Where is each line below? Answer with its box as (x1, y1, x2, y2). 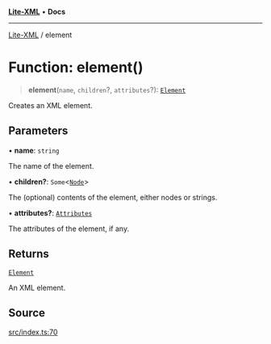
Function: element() (8, 58, 144, 77)
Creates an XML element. (8, 100, 93, 110)
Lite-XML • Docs (8, 7, 66, 16)
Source (8, 306, 46, 320)
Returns (8, 247, 50, 261)
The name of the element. (8, 161, 94, 170)
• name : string (8, 145, 60, 155)
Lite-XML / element (8, 30, 73, 40)
